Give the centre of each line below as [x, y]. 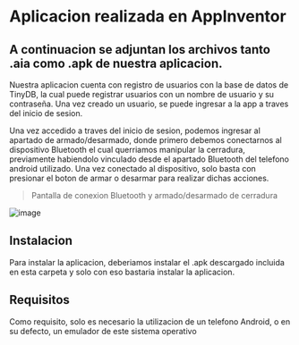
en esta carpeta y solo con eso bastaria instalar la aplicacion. [122, 272]
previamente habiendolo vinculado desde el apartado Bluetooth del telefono [149, 159]
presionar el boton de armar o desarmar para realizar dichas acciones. [139, 178]
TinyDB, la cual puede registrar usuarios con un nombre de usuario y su [142, 94]
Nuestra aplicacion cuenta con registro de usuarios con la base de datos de [149, 85]
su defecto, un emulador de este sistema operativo [103, 331]
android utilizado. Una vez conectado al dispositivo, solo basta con [133, 168]
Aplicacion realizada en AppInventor [148, 17]
